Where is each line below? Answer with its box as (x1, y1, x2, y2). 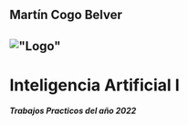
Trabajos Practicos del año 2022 (9, 105, 137, 116)
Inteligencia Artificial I (9, 75, 180, 95)
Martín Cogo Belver (9, 7, 123, 23)
